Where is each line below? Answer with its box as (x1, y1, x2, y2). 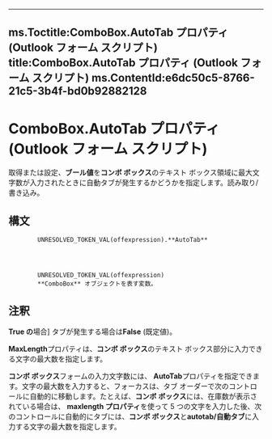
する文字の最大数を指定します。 (15, 421, 121, 431)
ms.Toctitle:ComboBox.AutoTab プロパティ (8, 26, 229, 40)
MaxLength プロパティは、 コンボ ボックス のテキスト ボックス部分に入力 (8, 344, 249, 353)
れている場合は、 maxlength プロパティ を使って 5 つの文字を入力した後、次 (8, 401, 262, 411)
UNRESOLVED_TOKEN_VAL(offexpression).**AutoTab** (37, 236, 208, 244)
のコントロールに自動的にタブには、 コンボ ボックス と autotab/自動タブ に (8, 412, 253, 421)
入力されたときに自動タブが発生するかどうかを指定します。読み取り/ (29, 178, 259, 188)
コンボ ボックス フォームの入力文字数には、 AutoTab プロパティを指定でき (8, 371, 253, 381)
